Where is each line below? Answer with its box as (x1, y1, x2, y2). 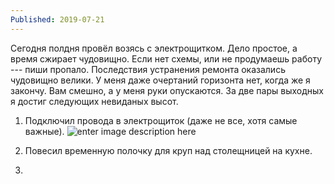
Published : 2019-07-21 (10, 14, 105, 25)
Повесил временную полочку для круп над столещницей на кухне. (24, 144, 313, 156)
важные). (24, 125, 65, 137)
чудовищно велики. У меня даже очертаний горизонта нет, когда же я (10, 74, 311, 86)
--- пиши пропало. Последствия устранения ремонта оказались (10, 63, 286, 75)
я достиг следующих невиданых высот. (10, 95, 179, 107)
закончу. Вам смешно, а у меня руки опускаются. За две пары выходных (10, 84, 324, 96)
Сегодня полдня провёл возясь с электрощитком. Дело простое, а (10, 42, 298, 54)
